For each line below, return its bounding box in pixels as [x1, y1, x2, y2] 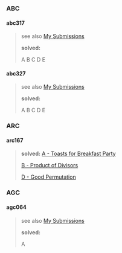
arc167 [6, 136, 24, 144]
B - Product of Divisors [21, 162, 79, 169]
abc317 [6, 19, 25, 27]
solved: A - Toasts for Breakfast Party [21, 150, 116, 158]
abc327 [6, 69, 26, 77]
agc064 [6, 203, 27, 211]
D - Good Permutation [21, 173, 77, 181]
